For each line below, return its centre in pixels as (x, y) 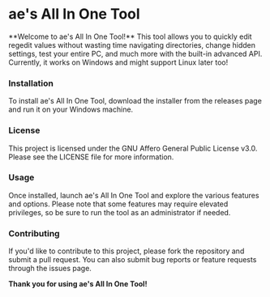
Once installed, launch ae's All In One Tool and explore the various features (134, 195)
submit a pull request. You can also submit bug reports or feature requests (133, 260)
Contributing (34, 233)
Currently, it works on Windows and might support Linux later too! (118, 62)
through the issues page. (50, 269)
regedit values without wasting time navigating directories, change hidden (132, 45)
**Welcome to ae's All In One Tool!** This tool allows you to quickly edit (131, 36)
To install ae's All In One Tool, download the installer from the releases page (135, 101)
